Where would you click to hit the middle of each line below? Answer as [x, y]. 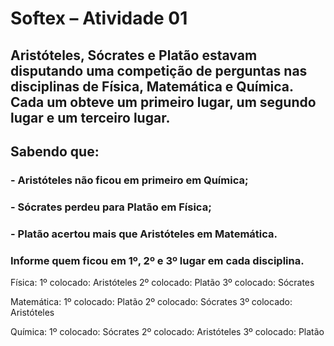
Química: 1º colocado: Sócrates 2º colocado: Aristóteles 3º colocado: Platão [167, 332]
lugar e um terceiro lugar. [90, 117]
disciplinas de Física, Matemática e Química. [152, 86]
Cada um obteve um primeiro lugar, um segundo [163, 102]
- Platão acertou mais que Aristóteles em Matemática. [144, 234]
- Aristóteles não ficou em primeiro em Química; [129, 180]
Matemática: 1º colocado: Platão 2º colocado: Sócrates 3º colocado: [151, 302]
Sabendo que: [55, 151]
